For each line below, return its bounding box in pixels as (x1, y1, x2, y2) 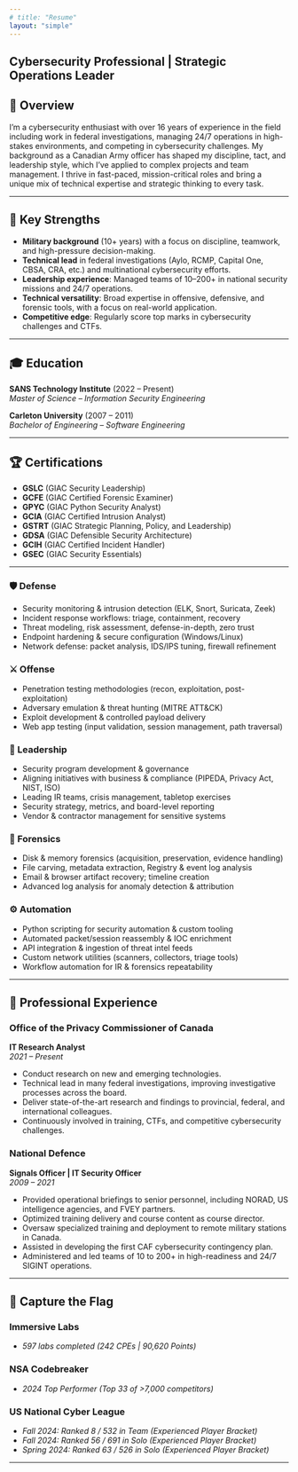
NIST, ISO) (21, 783, 61, 793)
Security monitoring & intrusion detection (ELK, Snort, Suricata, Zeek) (21, 603, 277, 614)
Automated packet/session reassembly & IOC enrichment (21, 933, 232, 943)
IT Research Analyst (9, 1042, 86, 1052)
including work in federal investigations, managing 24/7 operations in (9, 130, 262, 142)
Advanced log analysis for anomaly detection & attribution (21, 881, 234, 892)
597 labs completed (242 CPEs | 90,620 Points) (21, 1341, 197, 1351)
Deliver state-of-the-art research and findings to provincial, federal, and (21, 1097, 286, 1107)
